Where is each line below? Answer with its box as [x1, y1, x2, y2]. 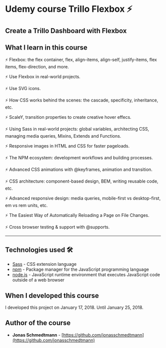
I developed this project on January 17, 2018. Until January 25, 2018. [5, 304, 144, 310]
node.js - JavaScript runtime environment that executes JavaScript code [12, 272, 161, 278]
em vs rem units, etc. [5, 202, 48, 208]
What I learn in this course [5, 43, 88, 51]
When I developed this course [5, 291, 99, 299]
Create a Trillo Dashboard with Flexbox [5, 26, 127, 35]
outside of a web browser [12, 277, 65, 283]
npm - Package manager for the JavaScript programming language [12, 266, 149, 272]
